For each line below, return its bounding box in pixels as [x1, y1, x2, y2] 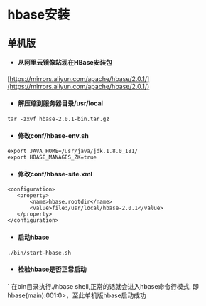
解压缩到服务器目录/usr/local [17, 99, 104, 107]
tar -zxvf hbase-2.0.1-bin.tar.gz [7, 115, 110, 122]
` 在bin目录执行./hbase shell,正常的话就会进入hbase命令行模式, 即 [7, 282, 200, 290]
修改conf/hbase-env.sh [17, 131, 89, 139]
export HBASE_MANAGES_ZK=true [7, 154, 97, 161]
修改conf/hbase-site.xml [17, 169, 93, 178]
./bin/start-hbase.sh [7, 249, 72, 256]
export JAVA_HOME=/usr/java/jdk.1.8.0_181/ [7, 147, 139, 155]
